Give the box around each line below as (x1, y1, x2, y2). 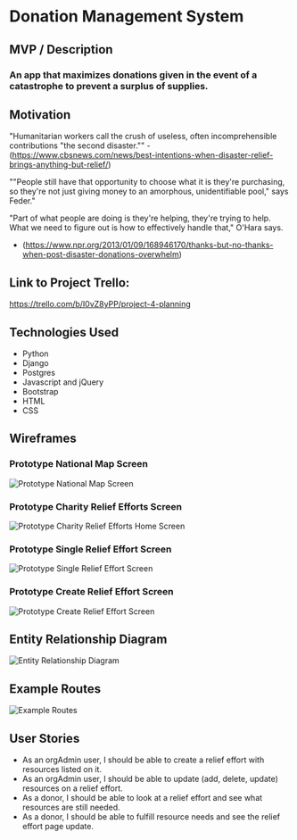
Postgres (21, 367, 56, 378)
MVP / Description (9, 42, 113, 57)
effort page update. (21, 820, 94, 831)
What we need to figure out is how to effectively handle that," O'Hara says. (9, 222, 284, 233)
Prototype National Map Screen (9, 458, 149, 470)
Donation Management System (9, 6, 244, 27)
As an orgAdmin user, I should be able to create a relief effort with (21, 754, 265, 765)
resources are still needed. (21, 802, 120, 812)
